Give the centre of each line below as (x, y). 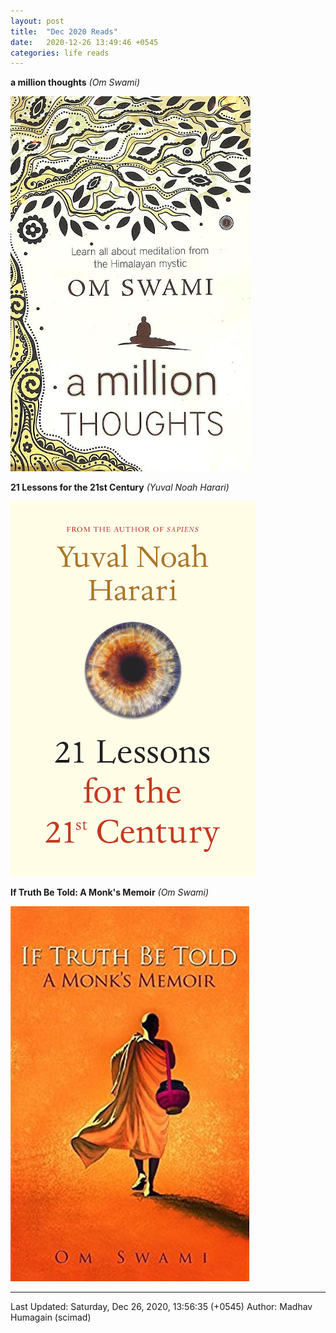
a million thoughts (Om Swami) (75, 82)
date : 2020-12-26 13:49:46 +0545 (84, 42)
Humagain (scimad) (51, 1317)
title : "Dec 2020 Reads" (64, 31)
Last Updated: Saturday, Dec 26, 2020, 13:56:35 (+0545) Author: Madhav (161, 1307)
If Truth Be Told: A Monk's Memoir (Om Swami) (110, 892)
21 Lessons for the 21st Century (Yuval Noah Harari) (120, 487)
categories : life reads (60, 53)
